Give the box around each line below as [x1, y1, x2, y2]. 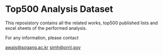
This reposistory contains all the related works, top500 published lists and [5, 20, 158, 26]
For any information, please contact [5, 35, 79, 41]
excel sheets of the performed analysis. [5, 25, 87, 31]
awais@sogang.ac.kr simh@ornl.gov [5, 44, 81, 50]
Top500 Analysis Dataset [5, 3, 113, 15]
